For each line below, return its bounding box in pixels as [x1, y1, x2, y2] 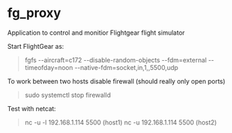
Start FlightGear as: [7, 42, 65, 50]
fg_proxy [7, 5, 62, 21]
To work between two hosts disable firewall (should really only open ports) [7, 76, 226, 86]
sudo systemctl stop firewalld [24, 91, 111, 99]
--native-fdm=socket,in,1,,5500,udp [74, 63, 179, 71]
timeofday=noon [24, 63, 73, 71]
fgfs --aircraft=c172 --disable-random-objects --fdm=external [24, 55, 207, 64]
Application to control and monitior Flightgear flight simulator [7, 28, 185, 37]
